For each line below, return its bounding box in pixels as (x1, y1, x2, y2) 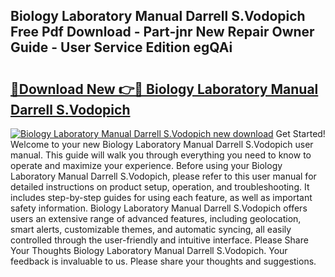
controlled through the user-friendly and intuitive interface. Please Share (10, 234, 309, 246)
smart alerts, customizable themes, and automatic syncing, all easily (10, 224, 292, 235)
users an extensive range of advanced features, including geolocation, (10, 213, 302, 224)
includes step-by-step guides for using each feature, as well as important (10, 192, 313, 203)
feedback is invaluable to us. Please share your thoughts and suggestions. (10, 255, 317, 267)
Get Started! (275, 128, 326, 139)
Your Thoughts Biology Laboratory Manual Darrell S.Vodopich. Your (10, 245, 288, 256)
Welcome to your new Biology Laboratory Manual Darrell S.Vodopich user (10, 139, 314, 150)
